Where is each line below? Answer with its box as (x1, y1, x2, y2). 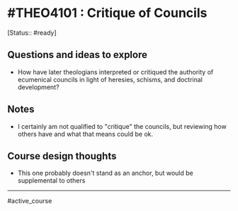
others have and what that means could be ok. (17, 130, 154, 138)
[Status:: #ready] (7, 28, 57, 37)
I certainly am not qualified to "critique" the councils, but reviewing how (17, 122, 227, 130)
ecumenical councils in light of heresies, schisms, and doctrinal (17, 75, 203, 84)
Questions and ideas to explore (7, 49, 147, 61)
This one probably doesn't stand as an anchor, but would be (17, 169, 193, 178)
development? (17, 83, 59, 91)
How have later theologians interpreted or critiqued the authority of (17, 67, 214, 76)
